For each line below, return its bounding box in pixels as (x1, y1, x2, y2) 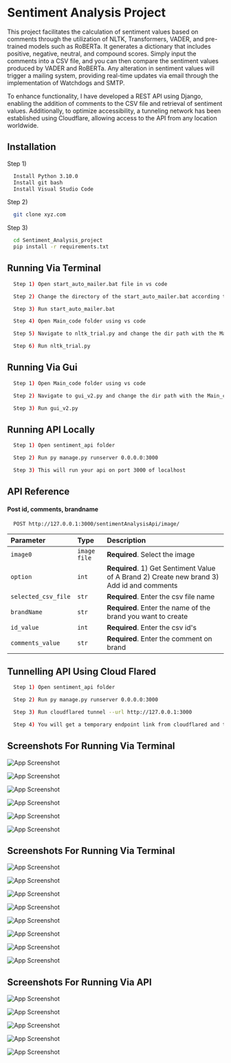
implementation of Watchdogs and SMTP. (7, 78, 125, 87)
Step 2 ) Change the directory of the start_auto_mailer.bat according (13, 293, 220, 300)
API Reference (7, 486, 70, 498)
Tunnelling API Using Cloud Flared (7, 666, 157, 677)
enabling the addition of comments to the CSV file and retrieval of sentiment (7, 99, 223, 107)
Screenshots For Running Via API (7, 976, 153, 988)
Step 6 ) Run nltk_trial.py (13, 342, 91, 350)
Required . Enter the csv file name (106, 591, 215, 601)
